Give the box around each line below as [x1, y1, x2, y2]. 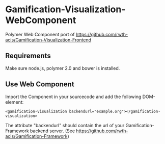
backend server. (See [30, 128, 75, 134]
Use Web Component [5, 80, 75, 89]
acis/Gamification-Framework [5, 133, 68, 139]
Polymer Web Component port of [5, 31, 75, 37]
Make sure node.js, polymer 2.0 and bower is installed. [5, 65, 120, 71]
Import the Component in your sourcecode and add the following [5, 93, 142, 100]
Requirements [5, 52, 51, 60]
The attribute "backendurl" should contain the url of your [5, 122, 125, 128]
